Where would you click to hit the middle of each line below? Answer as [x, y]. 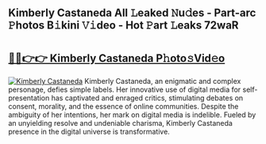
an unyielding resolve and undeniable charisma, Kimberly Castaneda [120, 123]
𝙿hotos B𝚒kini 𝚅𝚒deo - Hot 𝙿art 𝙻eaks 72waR [123, 26]
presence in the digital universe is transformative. [89, 131]
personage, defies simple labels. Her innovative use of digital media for [125, 89]
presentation [29, 98]
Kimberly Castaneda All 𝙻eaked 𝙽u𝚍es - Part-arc [132, 13]
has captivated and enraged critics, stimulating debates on [147, 98]
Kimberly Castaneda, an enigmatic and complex [163, 81]
